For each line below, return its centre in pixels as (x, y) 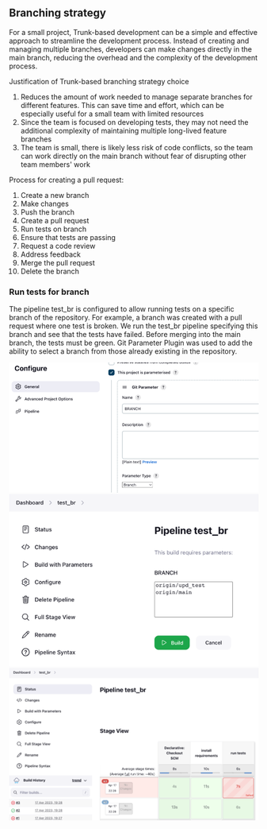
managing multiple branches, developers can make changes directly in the (131, 49)
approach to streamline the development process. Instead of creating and (129, 41)
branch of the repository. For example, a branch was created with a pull (126, 318)
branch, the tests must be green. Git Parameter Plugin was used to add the (131, 343)
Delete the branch (50, 271)
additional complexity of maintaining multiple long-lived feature (124, 130)
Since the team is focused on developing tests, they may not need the (134, 122)
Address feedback (51, 254)
